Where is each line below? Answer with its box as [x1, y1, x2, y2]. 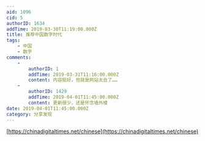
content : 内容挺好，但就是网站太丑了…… [28, 77, 118, 83]
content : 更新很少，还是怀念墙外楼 [28, 99, 108, 106]
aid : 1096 [6, 9, 32, 15]
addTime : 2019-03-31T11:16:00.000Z [28, 71, 119, 78]
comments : [6, 54, 32, 60]
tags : [6, 37, 20, 43]
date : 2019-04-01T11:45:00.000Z [6, 105, 89, 112]
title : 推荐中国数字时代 [6, 32, 62, 38]
